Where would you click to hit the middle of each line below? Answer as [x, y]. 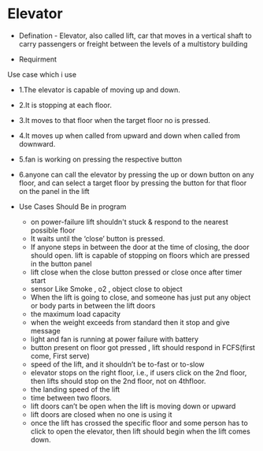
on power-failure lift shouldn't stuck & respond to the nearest [130, 222]
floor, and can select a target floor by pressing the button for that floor [133, 183]
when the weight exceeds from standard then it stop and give [130, 322]
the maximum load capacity [76, 314]
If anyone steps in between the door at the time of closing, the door [140, 247]
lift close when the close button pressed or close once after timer [136, 272]
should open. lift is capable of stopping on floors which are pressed [140, 255]
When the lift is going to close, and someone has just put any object [141, 297]
